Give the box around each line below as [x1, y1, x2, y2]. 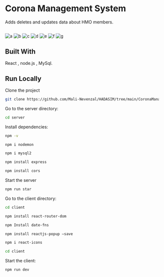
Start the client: [5, 258, 36, 264]
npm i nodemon [5, 142, 34, 147]
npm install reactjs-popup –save [5, 231, 73, 237]
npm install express [5, 159, 47, 165]
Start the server [5, 178, 37, 183]
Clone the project [5, 87, 40, 93]
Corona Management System [5, 3, 126, 14]
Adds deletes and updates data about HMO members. [5, 19, 114, 25]
